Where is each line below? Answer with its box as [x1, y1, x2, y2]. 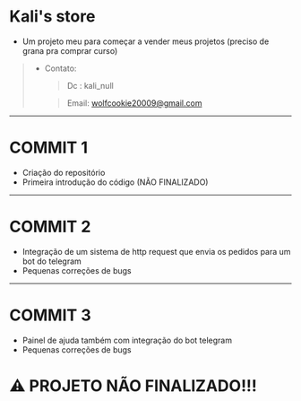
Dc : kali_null [66, 80, 114, 91]
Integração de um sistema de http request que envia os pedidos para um [21, 246, 291, 257]
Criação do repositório [21, 167, 106, 178]
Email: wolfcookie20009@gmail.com [66, 97, 202, 109]
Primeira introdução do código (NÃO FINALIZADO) [21, 177, 209, 187]
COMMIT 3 [9, 305, 91, 325]
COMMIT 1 [9, 137, 88, 158]
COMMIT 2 [9, 217, 91, 237]
